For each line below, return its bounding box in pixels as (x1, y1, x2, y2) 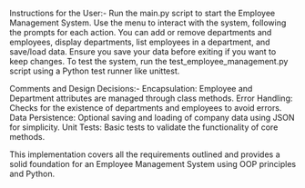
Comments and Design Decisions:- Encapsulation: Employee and (9, 84, 253, 94)
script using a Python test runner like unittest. (9, 65, 180, 76)
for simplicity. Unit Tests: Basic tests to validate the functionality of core (9, 122, 279, 133)
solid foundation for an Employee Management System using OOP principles (9, 159, 297, 169)
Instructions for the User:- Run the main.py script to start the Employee (9, 8, 276, 18)
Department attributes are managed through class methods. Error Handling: (9, 93, 293, 104)
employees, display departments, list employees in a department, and (9, 36, 270, 47)
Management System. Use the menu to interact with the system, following (9, 17, 287, 28)
